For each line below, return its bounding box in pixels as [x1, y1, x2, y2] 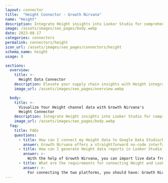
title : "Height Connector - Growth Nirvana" [5, 12, 101, 17]
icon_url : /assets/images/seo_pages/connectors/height [5, 45, 122, 50]
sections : [5, 63, 26, 68]
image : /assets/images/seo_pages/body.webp [5, 26, 97, 31]
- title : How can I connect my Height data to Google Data [18, 137, 144, 142]
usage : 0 [5, 54, 23, 59]
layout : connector [5, 7, 43, 13]
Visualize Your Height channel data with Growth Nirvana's [18, 105, 144, 110]
